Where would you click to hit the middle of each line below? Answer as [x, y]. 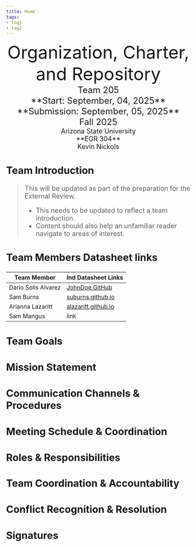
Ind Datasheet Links [95, 277]
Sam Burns [24, 297]
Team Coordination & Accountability [93, 484]
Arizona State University [98, 131]
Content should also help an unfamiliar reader [106, 226]
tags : [13, 17]
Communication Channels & [73, 394]
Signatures [32, 536]
